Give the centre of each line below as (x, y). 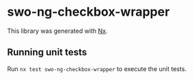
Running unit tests (47, 52)
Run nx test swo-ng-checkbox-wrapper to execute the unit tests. (97, 68)
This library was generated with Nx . (57, 31)
